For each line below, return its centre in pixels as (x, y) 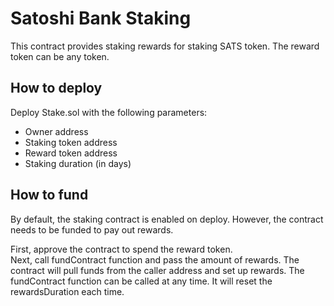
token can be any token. (60, 56)
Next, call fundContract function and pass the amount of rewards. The (155, 259)
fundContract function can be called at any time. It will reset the (141, 281)
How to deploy (56, 88)
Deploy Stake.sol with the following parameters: (109, 112)
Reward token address (71, 153)
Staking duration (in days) (78, 163)
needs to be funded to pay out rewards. (92, 229)
